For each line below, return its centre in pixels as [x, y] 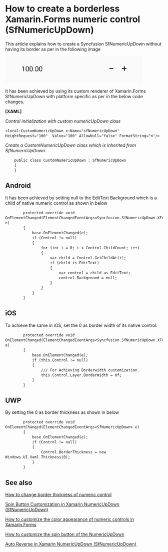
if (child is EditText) [74, 263]
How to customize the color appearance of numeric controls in [69, 519]
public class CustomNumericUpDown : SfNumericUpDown [70, 160]
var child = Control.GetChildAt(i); [88, 258]
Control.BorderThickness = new [73, 452]
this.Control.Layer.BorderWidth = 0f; [81, 375]
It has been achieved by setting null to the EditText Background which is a [81, 198]
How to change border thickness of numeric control [58, 495]
